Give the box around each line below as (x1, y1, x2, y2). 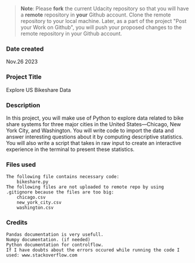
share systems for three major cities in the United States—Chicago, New (6, 120, 181, 127)
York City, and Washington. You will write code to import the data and (6, 127, 174, 134)
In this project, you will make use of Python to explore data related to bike (6, 114, 184, 121)
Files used (6, 160, 36, 169)
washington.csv (16, 205, 54, 211)
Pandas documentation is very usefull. (6, 232, 104, 238)
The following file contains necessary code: (6, 174, 119, 180)
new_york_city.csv (16, 200, 62, 206)
